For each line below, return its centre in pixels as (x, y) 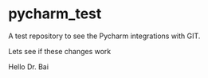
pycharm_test (55, 14)
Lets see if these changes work (60, 51)
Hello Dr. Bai (29, 66)
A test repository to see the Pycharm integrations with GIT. (104, 36)
